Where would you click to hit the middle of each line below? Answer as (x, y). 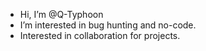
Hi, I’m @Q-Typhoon (61, 14)
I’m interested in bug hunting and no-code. (108, 25)
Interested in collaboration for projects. (100, 35)
